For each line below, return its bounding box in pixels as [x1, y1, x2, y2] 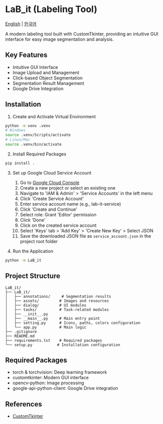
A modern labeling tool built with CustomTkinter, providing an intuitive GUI [5, 31, 158, 37]
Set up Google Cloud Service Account [12, 169, 92, 176]
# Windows [5, 128, 26, 133]
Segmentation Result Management [12, 80, 85, 86]
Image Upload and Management [12, 69, 79, 75]
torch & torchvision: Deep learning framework [12, 369, 107, 375]
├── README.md [5, 333, 35, 338]
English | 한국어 [5, 21, 37, 27]
